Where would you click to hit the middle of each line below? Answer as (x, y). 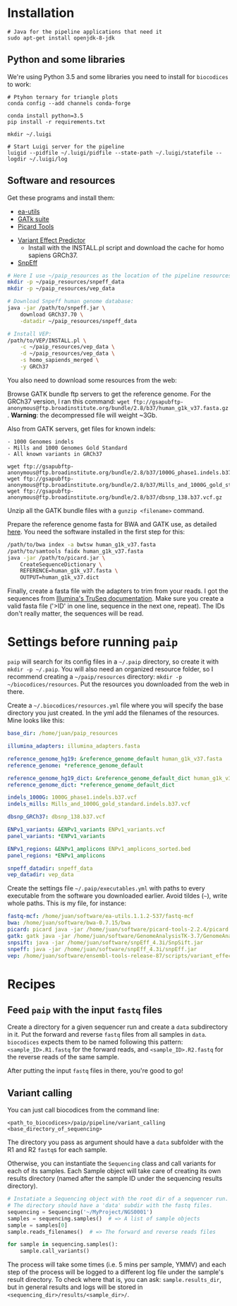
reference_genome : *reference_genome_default (75, 765)
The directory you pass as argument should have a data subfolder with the (116, 1142)
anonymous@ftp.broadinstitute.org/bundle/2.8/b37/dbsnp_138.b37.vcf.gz (115, 497)
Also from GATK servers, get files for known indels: (82, 428)
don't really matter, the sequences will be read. (75, 613)
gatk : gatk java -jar (39, 936)
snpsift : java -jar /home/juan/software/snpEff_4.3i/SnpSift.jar (105, 942)
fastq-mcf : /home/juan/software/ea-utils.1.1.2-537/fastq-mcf (101, 917)
